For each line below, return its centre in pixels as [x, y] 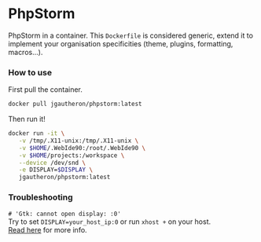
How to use [30, 72]
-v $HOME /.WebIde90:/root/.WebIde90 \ [82, 148]
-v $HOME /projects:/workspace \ [72, 155]
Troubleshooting [40, 197]
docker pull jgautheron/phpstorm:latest [75, 104]
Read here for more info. [48, 229]
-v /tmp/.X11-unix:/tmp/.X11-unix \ [79, 141]
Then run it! [27, 119]
